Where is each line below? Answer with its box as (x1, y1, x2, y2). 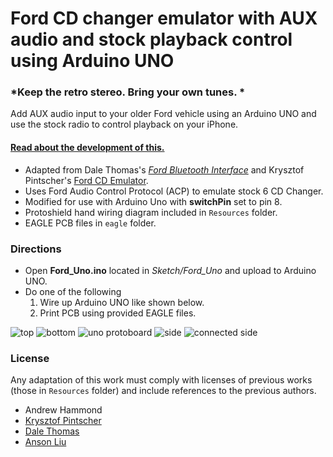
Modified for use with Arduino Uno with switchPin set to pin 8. (24, 195, 283, 207)
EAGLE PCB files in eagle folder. (24, 217, 157, 229)
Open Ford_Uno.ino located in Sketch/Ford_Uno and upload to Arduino (24, 264, 317, 276)
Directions (10, 242, 62, 256)
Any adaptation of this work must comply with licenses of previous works (10, 374, 313, 386)
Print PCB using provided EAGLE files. (39, 307, 197, 319)
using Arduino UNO (10, 50, 175, 72)
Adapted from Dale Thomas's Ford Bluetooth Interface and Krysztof (24, 163, 305, 176)
